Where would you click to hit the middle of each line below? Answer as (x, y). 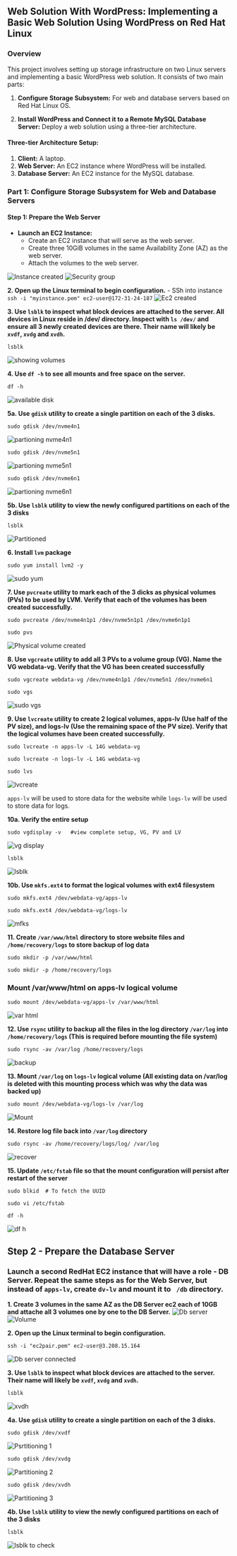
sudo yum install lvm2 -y (45, 565)
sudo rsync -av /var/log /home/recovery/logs (75, 1050)
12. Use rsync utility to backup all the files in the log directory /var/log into (118, 1029)
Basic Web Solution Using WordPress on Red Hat (116, 23)
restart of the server (38, 1178)
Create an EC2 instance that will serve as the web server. (111, 241)
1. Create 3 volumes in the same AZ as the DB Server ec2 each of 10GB (112, 1304)
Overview (24, 54)
